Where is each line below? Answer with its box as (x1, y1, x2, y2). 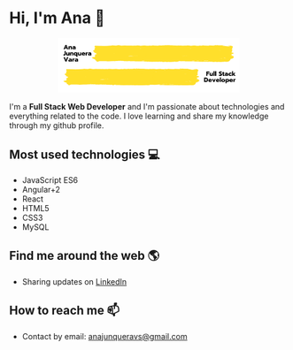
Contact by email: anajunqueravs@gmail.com (21, 331, 188, 341)
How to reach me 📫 (9, 303, 120, 318)
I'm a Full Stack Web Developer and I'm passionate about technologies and (9, 102, 285, 112)
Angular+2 (21, 185, 60, 195)
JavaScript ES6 (21, 175, 79, 186)
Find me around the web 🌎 (9, 248, 160, 263)
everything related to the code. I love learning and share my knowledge (9, 110, 269, 122)
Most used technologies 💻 (9, 147, 161, 162)
